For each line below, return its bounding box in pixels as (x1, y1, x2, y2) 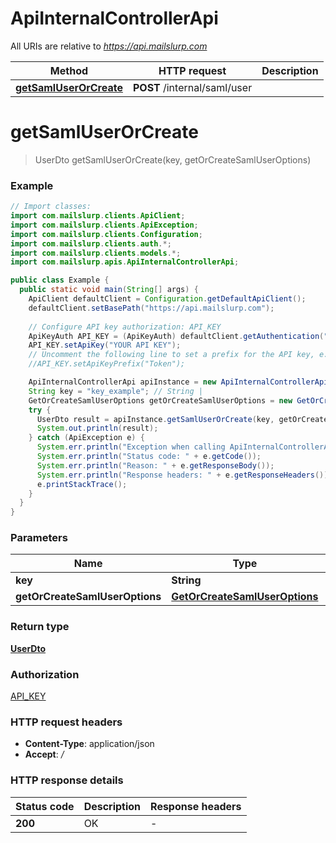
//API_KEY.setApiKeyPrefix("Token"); (28, 359, 186, 369)
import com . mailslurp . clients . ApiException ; (10, 220, 199, 230)
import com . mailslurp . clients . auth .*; (10, 238, 172, 249)
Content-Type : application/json (24, 738, 155, 750)
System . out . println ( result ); (36, 423, 159, 434)
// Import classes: (10, 202, 92, 212)
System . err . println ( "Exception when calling (36, 442, 226, 452)
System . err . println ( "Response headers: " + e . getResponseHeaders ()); (36, 470, 333, 480)
